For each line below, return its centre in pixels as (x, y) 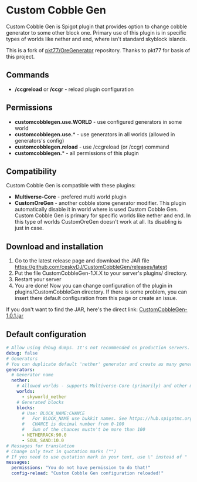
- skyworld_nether (44, 397)
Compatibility (31, 171)
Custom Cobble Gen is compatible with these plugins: (71, 186)
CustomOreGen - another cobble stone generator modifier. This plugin (100, 203)
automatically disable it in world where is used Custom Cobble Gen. (96, 210)
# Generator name (33, 375)
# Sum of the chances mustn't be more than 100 (83, 430)
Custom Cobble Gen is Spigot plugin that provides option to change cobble (97, 26)
